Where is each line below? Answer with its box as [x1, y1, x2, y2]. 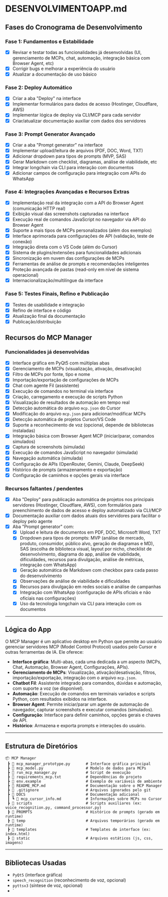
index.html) [5, 831, 30, 836]
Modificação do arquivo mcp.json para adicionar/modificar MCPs [12, 411, 146, 417]
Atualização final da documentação [12, 313, 85, 319]
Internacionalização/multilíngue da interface [12, 277, 103, 283]
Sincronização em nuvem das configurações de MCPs [12, 255, 125, 261]
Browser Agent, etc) [12, 60, 54, 66]
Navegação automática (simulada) [12, 455, 83, 461]
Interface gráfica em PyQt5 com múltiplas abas [12, 360, 110, 366]
